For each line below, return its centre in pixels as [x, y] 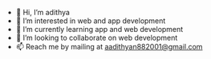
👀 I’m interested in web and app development [91, 21]
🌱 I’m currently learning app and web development [99, 29]
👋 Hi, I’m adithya [43, 12]
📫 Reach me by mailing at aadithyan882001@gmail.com [109, 47]
